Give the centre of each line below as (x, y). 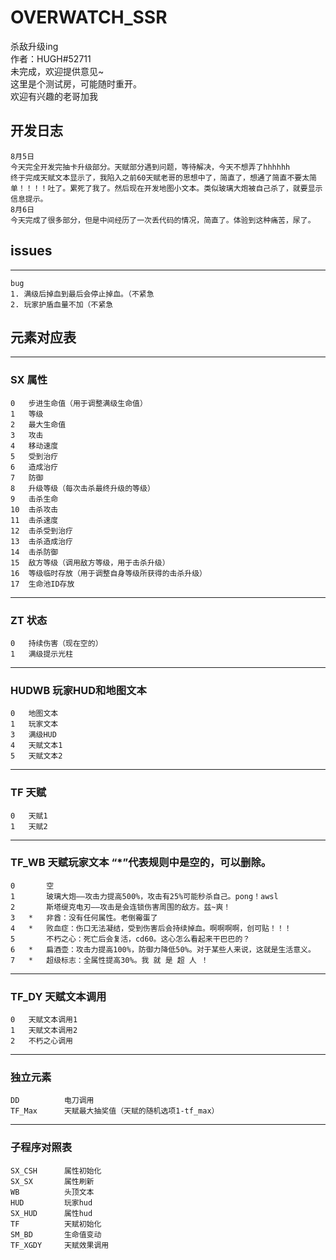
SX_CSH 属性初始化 (56, 1171)
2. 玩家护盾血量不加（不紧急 (62, 304)
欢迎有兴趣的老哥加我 (54, 96)
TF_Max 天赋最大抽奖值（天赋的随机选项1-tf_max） (115, 1111)
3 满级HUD (33, 735)
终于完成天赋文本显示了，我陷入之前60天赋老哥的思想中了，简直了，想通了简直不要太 (160, 177)
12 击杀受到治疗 (41, 531)
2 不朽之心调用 (41, 1041)
